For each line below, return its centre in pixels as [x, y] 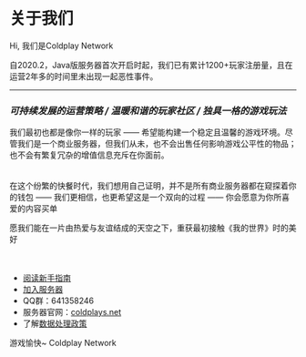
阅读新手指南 [46, 278]
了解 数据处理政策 [55, 323]
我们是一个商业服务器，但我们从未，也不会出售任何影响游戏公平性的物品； [157, 144]
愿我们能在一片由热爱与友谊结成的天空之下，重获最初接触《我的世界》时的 [149, 228]
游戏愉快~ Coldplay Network [63, 343]
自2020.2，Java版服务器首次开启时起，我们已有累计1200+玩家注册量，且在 [151, 65]
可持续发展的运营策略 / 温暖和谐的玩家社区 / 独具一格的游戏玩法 [148, 110]
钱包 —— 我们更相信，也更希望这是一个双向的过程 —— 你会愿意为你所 [149, 198]
